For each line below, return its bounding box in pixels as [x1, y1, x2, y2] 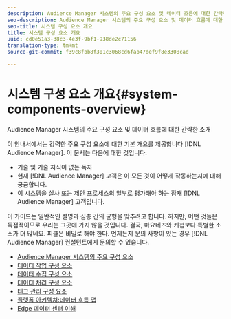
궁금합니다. [16, 180, 47, 188]
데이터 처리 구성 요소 [16, 278, 73, 287]
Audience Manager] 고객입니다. [16, 197, 105, 205]
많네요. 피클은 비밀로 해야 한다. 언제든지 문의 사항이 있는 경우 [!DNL [27, 229, 208, 238]
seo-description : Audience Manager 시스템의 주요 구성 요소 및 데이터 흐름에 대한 [7, 17, 223, 23]
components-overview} [7, 101, 146, 117]
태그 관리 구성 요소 [16, 287, 67, 295]
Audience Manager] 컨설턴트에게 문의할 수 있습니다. [7, 238, 150, 246]
